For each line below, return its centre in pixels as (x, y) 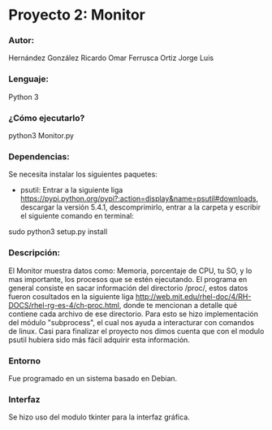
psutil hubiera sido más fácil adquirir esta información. (99, 340)
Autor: (22, 41)
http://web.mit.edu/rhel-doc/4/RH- (193, 296)
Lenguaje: (28, 79)
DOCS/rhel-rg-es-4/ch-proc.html (64, 305)
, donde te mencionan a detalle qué (178, 305)
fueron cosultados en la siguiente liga (71, 296)
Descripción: (35, 253)
